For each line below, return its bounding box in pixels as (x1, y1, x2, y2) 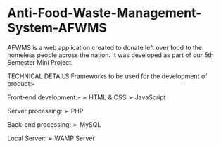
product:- (7, 79, 35, 87)
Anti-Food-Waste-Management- (7, 5, 202, 21)
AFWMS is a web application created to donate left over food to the (7, 43, 203, 51)
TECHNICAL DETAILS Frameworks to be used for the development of (7, 72, 208, 80)
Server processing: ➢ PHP (7, 106, 84, 115)
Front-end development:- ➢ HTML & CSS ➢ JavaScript (7, 93, 167, 101)
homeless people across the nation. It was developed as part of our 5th (7, 51, 214, 59)
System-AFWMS (7, 20, 108, 36)
